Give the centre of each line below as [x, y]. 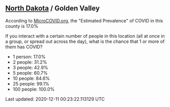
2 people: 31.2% [30, 62]
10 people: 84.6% [31, 78]
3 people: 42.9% [30, 67]
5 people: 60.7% [30, 73]
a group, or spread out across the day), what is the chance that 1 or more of [85, 41]
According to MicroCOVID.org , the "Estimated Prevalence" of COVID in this [84, 20]
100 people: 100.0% [34, 89]
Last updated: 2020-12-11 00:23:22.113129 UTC [55, 99]
